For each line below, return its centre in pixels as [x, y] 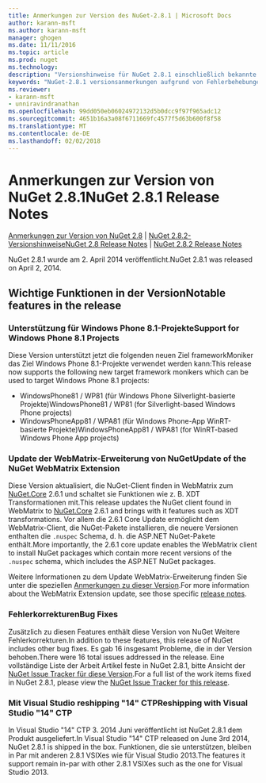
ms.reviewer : [30, 89]
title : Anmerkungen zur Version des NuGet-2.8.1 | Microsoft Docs [120, 15]
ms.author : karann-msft [47, 30]
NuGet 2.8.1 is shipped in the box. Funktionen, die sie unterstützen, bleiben [130, 747]
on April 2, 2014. [35, 268]
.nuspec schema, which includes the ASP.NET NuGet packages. [112, 562]
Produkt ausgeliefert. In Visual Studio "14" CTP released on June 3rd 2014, [129, 739]
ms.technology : [33, 67]
